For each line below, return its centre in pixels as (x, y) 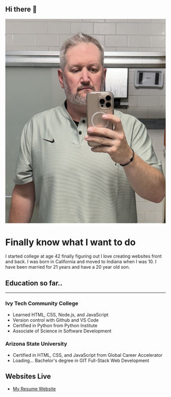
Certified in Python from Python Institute (55, 325)
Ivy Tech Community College (42, 303)
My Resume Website (34, 389)
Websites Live (28, 376)
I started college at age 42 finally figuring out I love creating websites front (83, 256)
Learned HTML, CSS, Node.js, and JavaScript (60, 315)
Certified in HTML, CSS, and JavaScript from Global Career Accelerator (88, 355)
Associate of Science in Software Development (62, 331)
